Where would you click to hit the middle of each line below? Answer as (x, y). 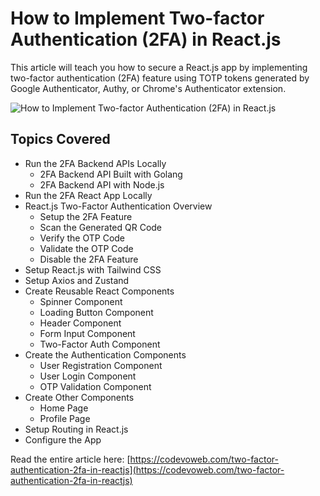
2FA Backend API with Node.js (102, 184)
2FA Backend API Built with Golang (111, 174)
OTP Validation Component (95, 386)
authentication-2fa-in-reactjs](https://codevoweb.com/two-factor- (147, 469)
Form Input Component (87, 333)
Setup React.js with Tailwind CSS (93, 269)
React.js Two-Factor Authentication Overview (118, 206)
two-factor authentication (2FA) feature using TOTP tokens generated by (160, 78)
